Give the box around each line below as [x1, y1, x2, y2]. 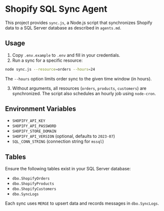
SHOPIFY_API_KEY [12, 119, 46, 124]
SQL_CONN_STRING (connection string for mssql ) [12, 138, 104, 144]
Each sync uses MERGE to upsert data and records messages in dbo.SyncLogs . [5, 200, 159, 207]
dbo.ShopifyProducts [12, 182, 54, 186]
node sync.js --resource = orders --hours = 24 [5, 67, 95, 72]
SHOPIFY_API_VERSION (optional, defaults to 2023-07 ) [12, 133, 115, 139]
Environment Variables [5, 105, 76, 113]
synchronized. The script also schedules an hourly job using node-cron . [12, 90, 156, 96]
